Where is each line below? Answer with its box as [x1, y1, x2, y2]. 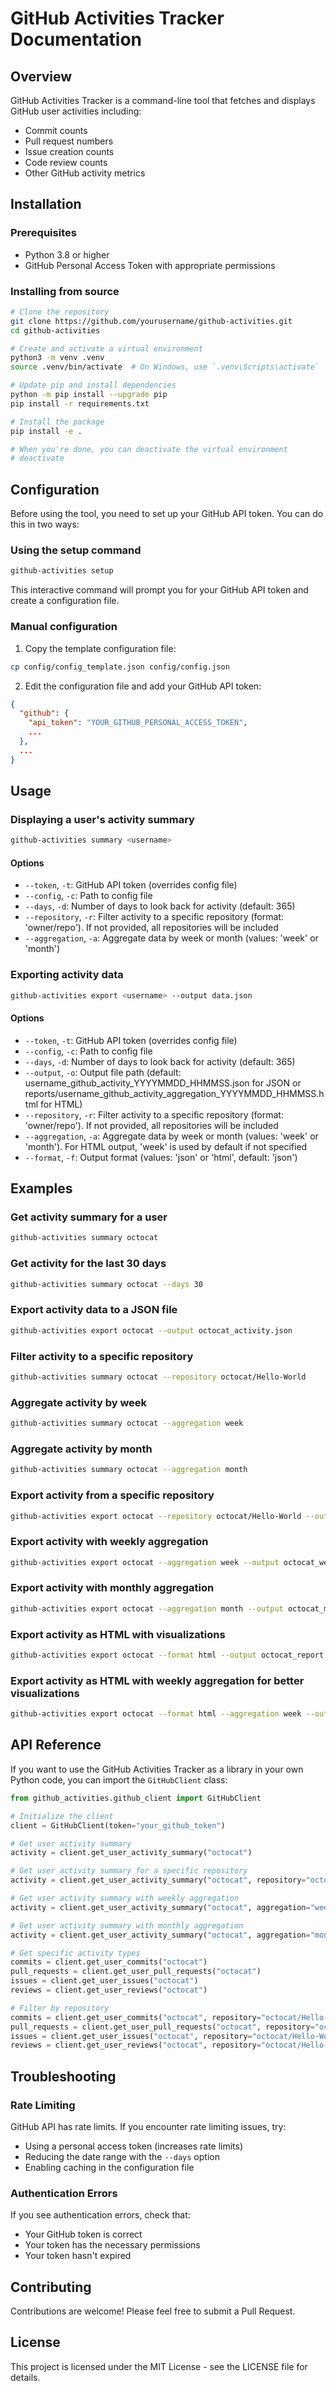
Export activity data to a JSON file [10, 1303, 178, 1317]
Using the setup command [10, 543, 142, 557]
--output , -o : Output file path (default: [24, 1066, 182, 1078]
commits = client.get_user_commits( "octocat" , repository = [10, 2012, 262, 2022]
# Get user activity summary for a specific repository [10, 1866, 248, 1876]
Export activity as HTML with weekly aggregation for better [10, 1673, 305, 1687]
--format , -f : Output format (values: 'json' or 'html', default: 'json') [24, 1151, 298, 1163]
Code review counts [24, 157, 108, 168]
